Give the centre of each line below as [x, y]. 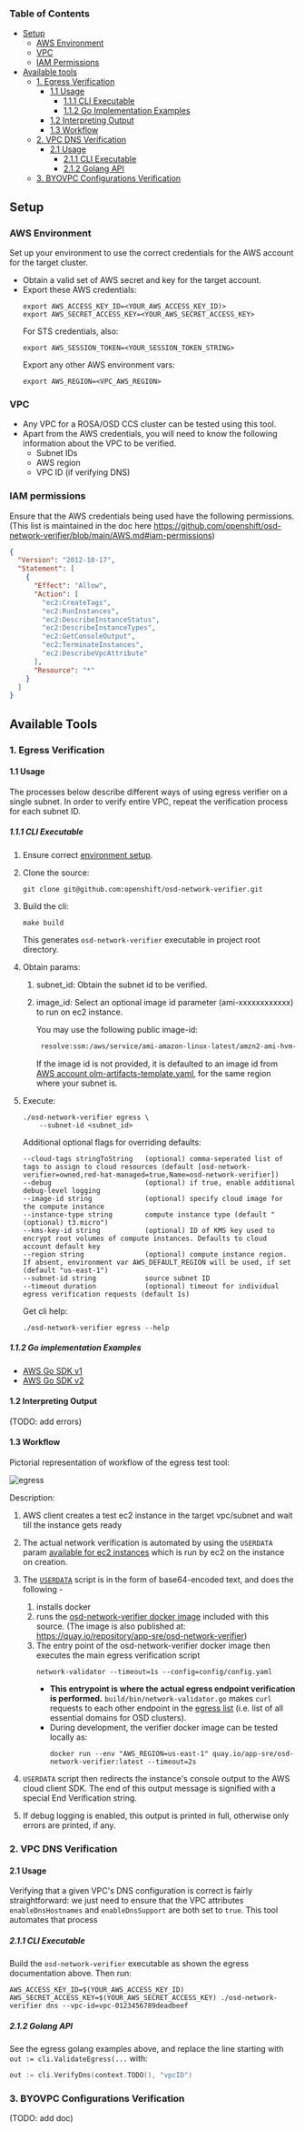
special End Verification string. [80, 1798]
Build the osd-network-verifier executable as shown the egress [129, 1964]
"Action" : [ [56, 594]
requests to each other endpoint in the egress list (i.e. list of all [167, 1708]
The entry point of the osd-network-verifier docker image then [153, 1646]
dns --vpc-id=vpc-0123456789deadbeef [117, 2006]
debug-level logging [61, 1190]
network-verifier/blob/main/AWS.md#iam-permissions [111, 535]
